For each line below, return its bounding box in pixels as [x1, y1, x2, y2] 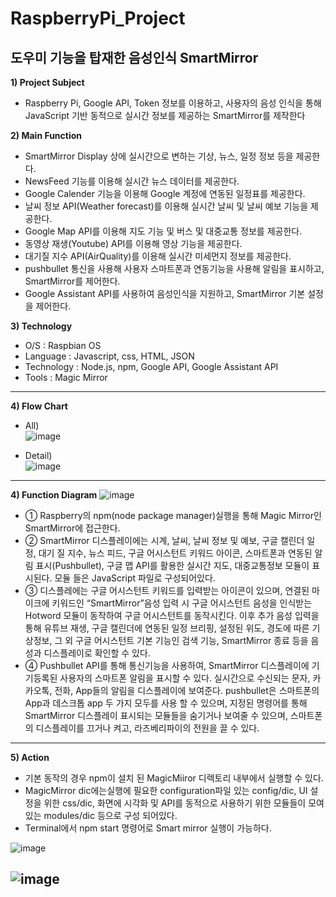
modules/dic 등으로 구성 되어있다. [43, 810, 178, 821]
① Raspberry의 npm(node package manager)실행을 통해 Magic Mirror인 [24, 510, 322, 521]
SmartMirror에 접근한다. [24, 522, 121, 534]
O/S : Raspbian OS [24, 340, 102, 351]
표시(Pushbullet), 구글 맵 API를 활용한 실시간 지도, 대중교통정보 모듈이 [35, 560, 310, 571]
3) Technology [10, 320, 73, 332]
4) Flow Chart [10, 400, 68, 412]
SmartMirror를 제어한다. [24, 275, 121, 287]
